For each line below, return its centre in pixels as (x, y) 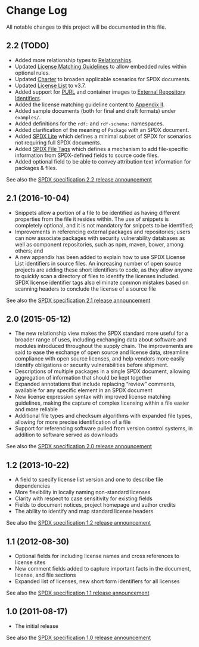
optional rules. (32, 73)
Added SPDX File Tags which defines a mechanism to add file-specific (101, 149)
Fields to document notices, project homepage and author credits (95, 505)
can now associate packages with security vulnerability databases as (100, 238)
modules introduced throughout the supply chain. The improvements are (104, 346)
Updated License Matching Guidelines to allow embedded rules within (101, 66)
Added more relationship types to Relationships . (74, 60)
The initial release (36, 626)
